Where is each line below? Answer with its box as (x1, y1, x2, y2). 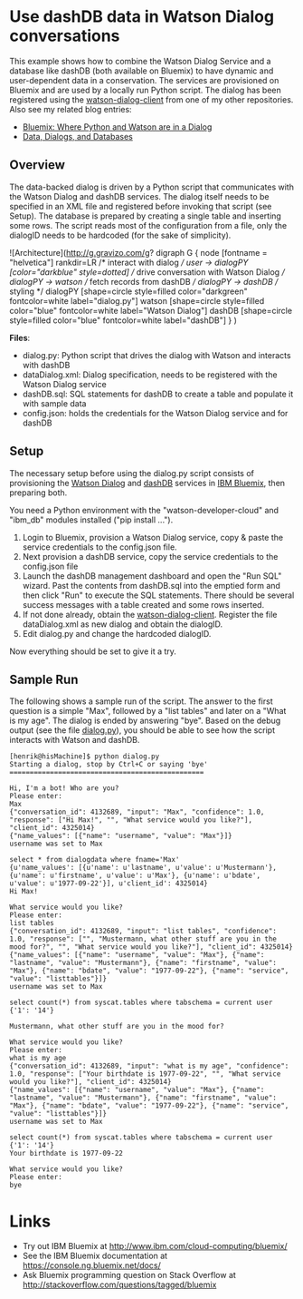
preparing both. (9, 487, 68, 498)
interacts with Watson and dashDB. (9, 735, 140, 746)
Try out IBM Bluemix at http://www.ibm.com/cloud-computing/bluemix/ (22, 1241, 288, 1252)
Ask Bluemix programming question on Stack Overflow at (22, 1270, 237, 1281)
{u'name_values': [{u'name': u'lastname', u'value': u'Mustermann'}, (9, 864, 278, 873)
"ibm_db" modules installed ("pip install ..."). (9, 514, 174, 525)
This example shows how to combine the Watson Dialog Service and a (9, 55, 271, 66)
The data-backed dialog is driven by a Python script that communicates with (9, 181, 294, 192)
